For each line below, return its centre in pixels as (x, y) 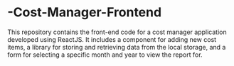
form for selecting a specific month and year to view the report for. (105, 55)
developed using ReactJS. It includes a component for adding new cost (112, 39)
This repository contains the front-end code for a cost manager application (117, 32)
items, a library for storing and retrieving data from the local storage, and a (117, 47)
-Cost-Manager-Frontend (85, 12)
